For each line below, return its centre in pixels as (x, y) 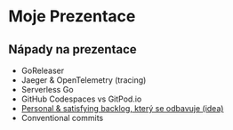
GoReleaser (42, 70)
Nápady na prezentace (72, 49)
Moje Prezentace (72, 16)
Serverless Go (47, 89)
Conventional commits (62, 118)
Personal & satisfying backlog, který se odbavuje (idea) (122, 108)
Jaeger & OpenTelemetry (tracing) (84, 80)
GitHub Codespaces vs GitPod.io (81, 99)
